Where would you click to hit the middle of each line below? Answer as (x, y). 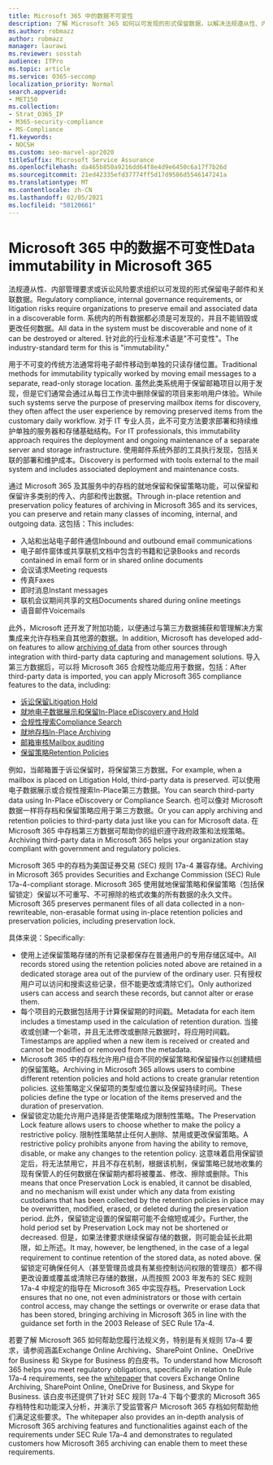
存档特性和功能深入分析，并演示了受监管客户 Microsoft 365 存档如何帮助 (130, 1407)
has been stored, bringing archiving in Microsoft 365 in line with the (133, 1314)
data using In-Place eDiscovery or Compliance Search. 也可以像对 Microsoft (136, 800)
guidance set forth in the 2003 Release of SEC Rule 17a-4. (117, 1323)
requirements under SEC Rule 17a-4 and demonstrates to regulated (121, 1435)
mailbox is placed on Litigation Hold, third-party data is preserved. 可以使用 (134, 780)
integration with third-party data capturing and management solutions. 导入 (134, 657)
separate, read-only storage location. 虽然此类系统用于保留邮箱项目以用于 (132, 383)
